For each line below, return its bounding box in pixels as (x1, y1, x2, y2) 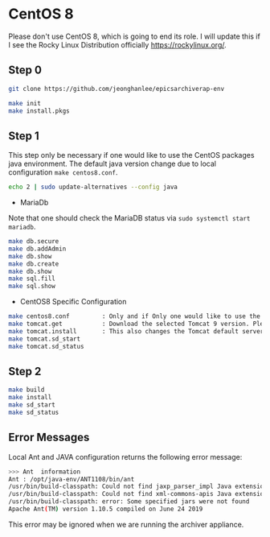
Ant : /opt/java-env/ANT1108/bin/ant (8, 475, 135, 483)
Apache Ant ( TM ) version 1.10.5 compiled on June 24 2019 (8, 505, 203, 514)
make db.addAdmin (8, 245, 67, 253)
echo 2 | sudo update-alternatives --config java (8, 183, 178, 192)
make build (8, 386, 45, 394)
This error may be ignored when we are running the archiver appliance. (8, 519, 244, 529)
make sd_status (8, 408, 59, 416)
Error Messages (8, 431, 90, 444)
